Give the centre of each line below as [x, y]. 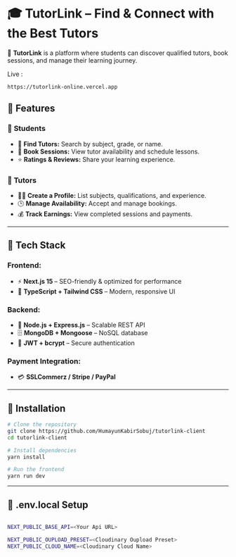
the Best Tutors [53, 33]
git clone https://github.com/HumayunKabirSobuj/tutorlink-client [106, 431]
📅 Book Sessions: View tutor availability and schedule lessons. [109, 151]
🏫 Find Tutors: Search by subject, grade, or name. [90, 144]
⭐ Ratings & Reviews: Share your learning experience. [96, 159]
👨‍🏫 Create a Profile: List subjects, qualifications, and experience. [112, 195]
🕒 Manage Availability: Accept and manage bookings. [97, 203]
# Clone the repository [42, 425]
